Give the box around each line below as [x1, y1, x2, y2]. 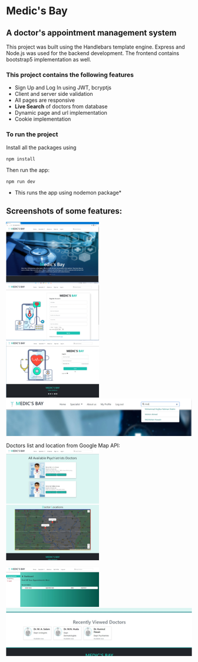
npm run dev [6, 179, 35, 185]
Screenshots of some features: [6, 206, 123, 216]
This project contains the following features [6, 70, 134, 79]
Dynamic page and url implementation [14, 109, 108, 117]
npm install [6, 156, 35, 162]
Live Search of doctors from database [14, 103, 108, 110]
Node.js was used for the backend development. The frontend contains [6, 50, 180, 57]
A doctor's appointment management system [6, 28, 177, 38]
